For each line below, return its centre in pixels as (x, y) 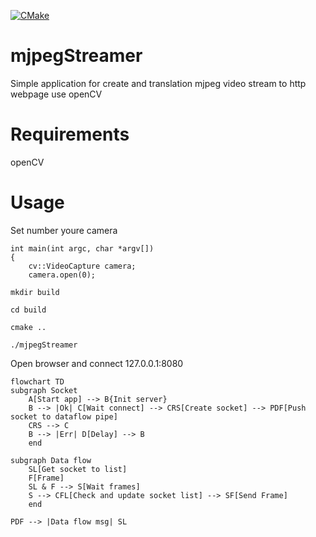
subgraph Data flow (51, 460)
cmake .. (28, 327)
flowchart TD (37, 381)
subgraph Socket (44, 390)
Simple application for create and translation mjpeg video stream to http (158, 83)
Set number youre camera (64, 230)
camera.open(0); (62, 275)
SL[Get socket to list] (78, 469)
